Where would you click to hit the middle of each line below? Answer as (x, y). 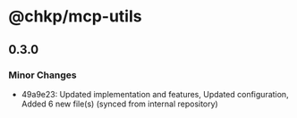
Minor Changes (42, 75)
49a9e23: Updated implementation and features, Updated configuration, (155, 94)
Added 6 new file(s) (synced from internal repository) (119, 104)
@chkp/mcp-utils (75, 17)
